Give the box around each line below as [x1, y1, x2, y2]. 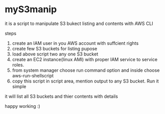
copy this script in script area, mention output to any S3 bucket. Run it [12, 78, 159, 84]
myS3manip [5, 4, 57, 15]
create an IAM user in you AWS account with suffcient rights [12, 40, 139, 46]
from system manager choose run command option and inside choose [12, 67, 160, 73]
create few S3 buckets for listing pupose [12, 45, 98, 51]
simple [12, 83, 26, 90]
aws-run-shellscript [12, 72, 54, 78]
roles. [12, 62, 24, 68]
